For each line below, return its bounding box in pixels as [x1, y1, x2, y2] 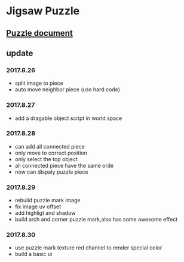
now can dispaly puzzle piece [14, 168, 88, 175]
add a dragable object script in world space [14, 115, 122, 122]
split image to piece [14, 79, 64, 87]
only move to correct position [14, 149, 88, 156]
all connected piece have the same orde [14, 162, 114, 169]
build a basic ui [14, 251, 53, 258]
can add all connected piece [14, 143, 85, 150]
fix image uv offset [14, 203, 62, 210]
